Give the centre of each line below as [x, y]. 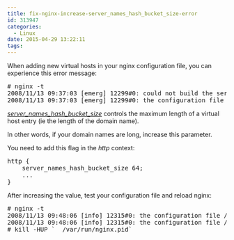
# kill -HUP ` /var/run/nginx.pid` [70, 229]
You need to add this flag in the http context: [71, 148]
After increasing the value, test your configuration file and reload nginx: [110, 195]
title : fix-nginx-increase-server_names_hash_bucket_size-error [102, 14]
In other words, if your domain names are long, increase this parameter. [110, 134]
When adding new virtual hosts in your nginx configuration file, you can [110, 66]
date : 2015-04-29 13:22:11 [46, 40]
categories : [24, 26]
